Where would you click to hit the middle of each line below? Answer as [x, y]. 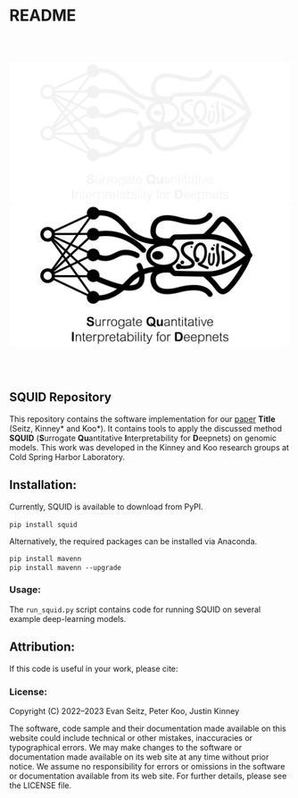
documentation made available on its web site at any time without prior [139, 757]
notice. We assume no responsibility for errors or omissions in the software [147, 766]
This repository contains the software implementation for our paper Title [142, 419]
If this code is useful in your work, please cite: [94, 668]
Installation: [43, 485]
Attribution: [42, 647]
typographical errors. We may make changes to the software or [126, 747]
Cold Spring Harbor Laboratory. [67, 457]
